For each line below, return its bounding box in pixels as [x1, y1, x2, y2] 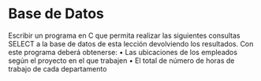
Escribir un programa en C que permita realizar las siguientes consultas [8, 31, 240, 40]
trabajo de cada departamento [8, 64, 107, 73]
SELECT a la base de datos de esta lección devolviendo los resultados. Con [8, 39, 254, 48]
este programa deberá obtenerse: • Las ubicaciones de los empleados [8, 47, 238, 57]
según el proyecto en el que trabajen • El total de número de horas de [8, 56, 235, 65]
